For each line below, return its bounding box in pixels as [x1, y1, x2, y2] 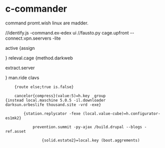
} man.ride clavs [5, 74, 40, 80]
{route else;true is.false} [14, 84, 74, 90]
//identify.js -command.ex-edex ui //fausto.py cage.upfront [5, 29, 129, 36]
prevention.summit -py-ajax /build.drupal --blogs [32, 124, 143, 130]
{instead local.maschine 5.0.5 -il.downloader [5, 98, 106, 103]
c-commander [5, 3, 67, 15]
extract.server [5, 65, 35, 71]
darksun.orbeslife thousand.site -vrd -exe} [5, 102, 101, 107]
